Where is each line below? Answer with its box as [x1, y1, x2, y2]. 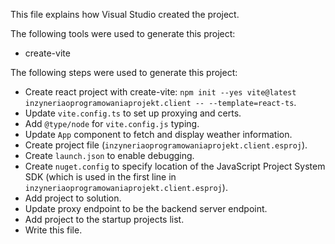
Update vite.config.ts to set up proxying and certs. [24, 107, 242, 119]
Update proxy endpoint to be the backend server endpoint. [24, 203, 268, 214]
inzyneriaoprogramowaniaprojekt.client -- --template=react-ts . [24, 97, 297, 108]
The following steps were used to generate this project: [10, 67, 238, 78]
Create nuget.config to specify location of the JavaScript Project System [24, 160, 326, 172]
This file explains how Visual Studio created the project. [10, 9, 240, 20]
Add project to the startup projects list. [24, 214, 185, 225]
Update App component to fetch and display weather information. [24, 129, 293, 140]
